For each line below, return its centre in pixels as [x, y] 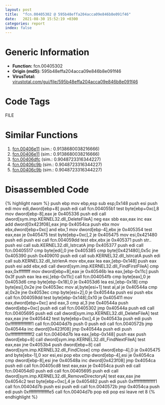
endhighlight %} [21, 397]
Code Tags [28, 102]
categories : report [25, 23]
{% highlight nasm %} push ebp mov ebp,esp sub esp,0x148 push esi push [81, 203]
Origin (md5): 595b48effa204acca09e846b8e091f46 [67, 71]
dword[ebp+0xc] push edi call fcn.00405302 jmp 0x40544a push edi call [80, 308]
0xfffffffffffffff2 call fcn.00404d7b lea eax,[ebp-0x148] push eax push [76, 334]
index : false [18, 28]
